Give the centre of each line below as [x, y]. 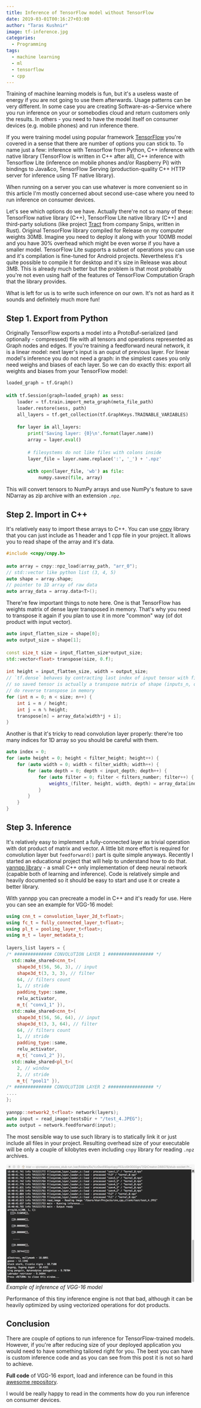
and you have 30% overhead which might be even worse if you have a [93, 244]
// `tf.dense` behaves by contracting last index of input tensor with [97, 678]
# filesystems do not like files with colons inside [95, 452]
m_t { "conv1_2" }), [41, 1056]
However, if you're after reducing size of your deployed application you [94, 1344]
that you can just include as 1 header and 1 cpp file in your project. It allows [99, 535]
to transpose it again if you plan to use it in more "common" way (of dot [94, 616]
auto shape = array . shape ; [40, 579]
